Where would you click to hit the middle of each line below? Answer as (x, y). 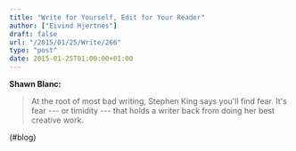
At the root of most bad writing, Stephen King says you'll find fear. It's (159, 101)
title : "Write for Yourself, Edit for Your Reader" (107, 17)
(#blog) (23, 137)
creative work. (58, 120)
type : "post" (33, 51)
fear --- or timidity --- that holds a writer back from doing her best (152, 111)
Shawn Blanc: (35, 84)
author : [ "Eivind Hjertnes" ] (63, 26)
